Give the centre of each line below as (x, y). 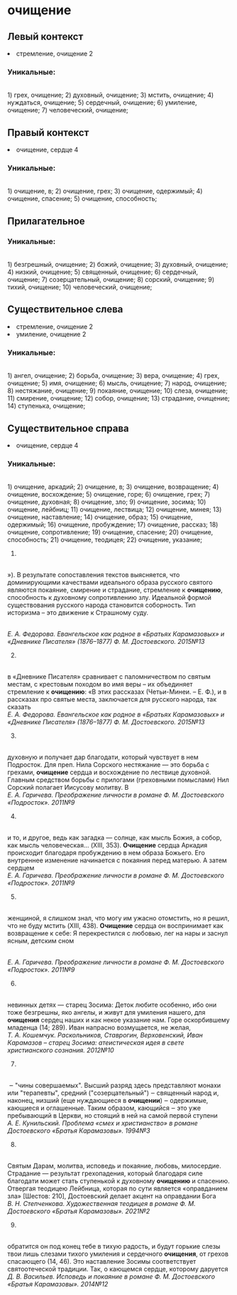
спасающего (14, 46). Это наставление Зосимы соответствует (102, 1262)
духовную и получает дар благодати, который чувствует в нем (103, 757)
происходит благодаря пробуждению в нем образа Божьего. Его (106, 853)
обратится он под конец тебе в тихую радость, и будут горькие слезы (114, 1247)
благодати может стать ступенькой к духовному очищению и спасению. (118, 1181)
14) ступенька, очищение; (46, 406)
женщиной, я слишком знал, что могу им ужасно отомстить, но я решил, (118, 918)
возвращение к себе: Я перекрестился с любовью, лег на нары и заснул (118, 934)
